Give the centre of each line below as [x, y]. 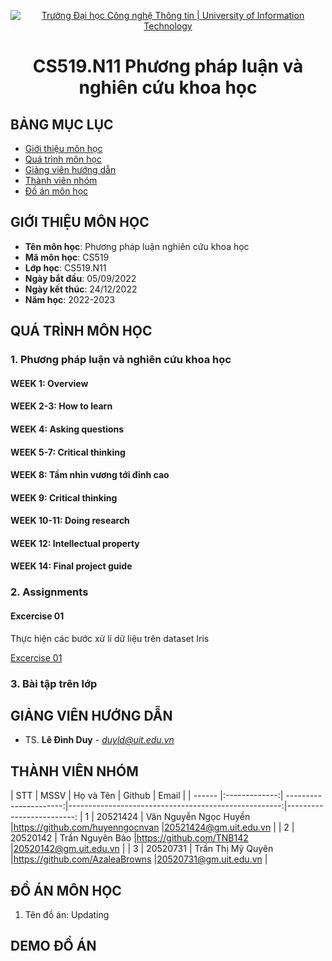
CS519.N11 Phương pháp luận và [168, 66]
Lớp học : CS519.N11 [65, 267]
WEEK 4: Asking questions [67, 429]
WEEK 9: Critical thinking [64, 497]
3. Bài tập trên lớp [54, 683]
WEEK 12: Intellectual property [75, 543]
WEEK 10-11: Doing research [70, 521]
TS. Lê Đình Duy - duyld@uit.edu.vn [99, 740]
